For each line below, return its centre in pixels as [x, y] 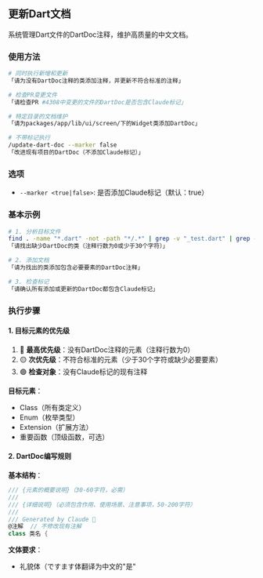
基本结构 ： [25, 475]
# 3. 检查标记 [29, 282]
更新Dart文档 [40, 14]
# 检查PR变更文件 [32, 95]
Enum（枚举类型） [49, 417]
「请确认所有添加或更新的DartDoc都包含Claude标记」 [83, 289]
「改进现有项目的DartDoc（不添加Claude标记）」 [76, 153]
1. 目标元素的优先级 [39, 331]
